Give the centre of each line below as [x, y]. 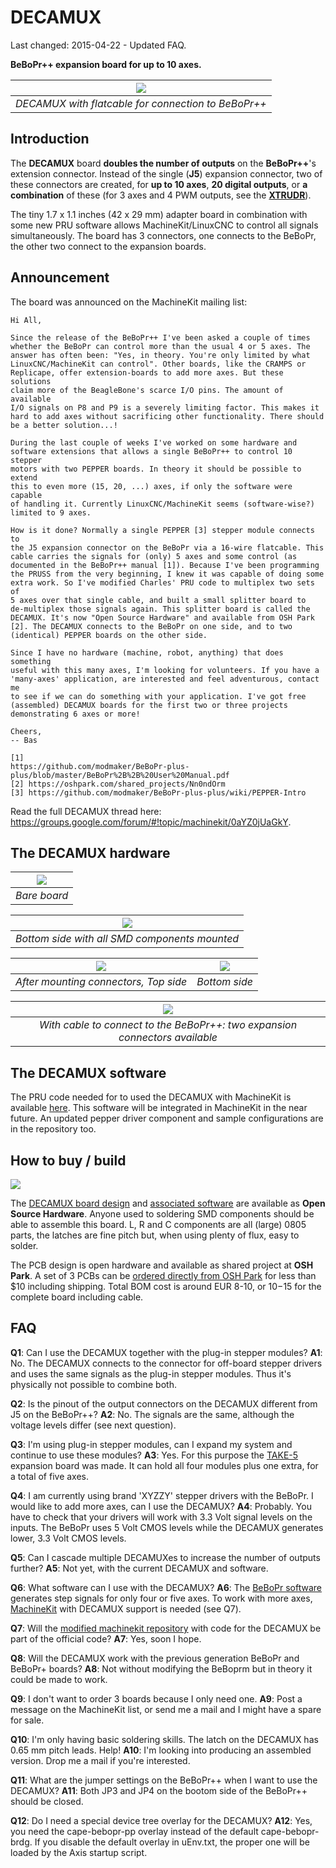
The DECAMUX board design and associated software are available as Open [168, 1203]
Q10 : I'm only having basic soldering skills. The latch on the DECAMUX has [164, 1739]
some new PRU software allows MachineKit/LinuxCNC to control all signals [164, 225]
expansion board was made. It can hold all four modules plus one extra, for [164, 1465]
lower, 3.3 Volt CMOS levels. [68, 1538]
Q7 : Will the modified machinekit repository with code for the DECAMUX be [166, 1628]
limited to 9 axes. [51, 512]
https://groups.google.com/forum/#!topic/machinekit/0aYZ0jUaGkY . [151, 822]
